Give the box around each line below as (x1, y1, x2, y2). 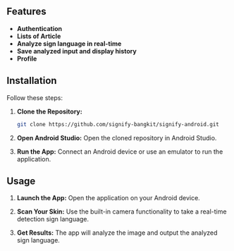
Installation (6, 75, 57, 87)
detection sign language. (16, 215, 90, 224)
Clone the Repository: (16, 107, 82, 116)
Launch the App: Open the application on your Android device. (16, 194, 200, 202)
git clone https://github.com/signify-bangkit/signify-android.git (16, 121, 219, 128)
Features (6, 6, 47, 18)
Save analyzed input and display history (16, 47, 137, 55)
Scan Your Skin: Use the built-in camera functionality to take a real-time (16, 207, 227, 216)
